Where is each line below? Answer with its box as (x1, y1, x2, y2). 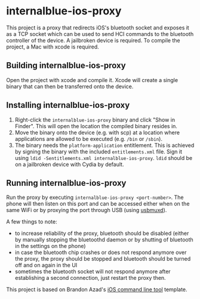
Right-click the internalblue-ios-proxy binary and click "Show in (14, 116, 176, 123)
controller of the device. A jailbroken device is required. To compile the (6, 37, 180, 44)
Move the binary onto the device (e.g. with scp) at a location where (14, 129, 180, 136)
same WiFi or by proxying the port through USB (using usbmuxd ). (6, 207, 167, 214)
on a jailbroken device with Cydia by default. (14, 161, 124, 168)
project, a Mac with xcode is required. (6, 43, 100, 50)
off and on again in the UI (14, 262, 78, 269)
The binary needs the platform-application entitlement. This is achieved (14, 141, 195, 149)
